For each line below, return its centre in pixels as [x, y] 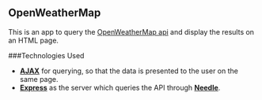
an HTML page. [34, 40]
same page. [39, 79]
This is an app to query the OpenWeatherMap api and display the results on [131, 31]
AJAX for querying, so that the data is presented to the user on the [129, 71]
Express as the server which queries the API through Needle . [120, 87]
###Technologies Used [46, 55]
